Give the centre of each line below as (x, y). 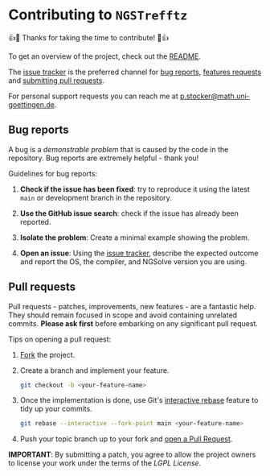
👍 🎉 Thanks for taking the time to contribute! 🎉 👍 (89, 37)
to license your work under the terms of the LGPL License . (105, 463)
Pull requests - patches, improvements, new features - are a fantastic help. (132, 306)
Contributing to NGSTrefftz (98, 15)
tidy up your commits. (56, 409)
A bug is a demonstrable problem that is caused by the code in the (119, 149)
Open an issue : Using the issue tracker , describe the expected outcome (139, 253)
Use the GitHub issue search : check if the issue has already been (129, 213)
